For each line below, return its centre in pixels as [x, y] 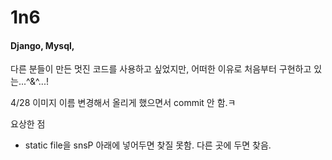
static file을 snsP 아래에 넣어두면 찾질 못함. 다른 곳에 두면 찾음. [148, 145]
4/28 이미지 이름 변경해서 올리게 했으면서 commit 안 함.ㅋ [123, 103]
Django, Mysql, [42, 45]
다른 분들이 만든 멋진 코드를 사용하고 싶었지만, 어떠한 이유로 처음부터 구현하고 [161, 69]
